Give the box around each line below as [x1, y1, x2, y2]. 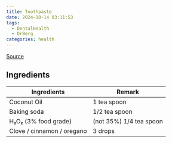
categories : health [6, 36, 55, 42]
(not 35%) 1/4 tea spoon [93, 117, 163, 125]
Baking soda [9, 107, 44, 116]
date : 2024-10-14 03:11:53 [6, 14, 73, 20]
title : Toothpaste [6, 8, 52, 15]
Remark [116, 88, 139, 96]
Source [6, 53, 24, 60]
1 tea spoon [93, 98, 127, 106]
